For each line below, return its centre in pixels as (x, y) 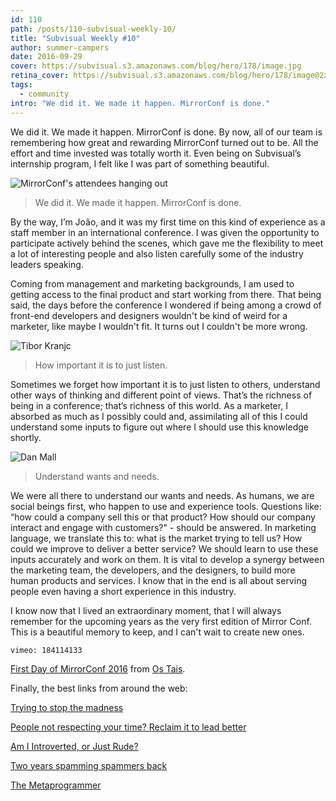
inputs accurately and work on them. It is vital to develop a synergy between (167, 559)
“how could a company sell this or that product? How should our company (163, 517)
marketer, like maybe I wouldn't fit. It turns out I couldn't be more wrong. (159, 326)
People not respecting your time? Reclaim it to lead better (128, 727)
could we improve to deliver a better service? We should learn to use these (164, 548)
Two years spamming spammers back (89, 765)
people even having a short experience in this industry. (123, 591)
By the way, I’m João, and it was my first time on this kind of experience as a (168, 222)
